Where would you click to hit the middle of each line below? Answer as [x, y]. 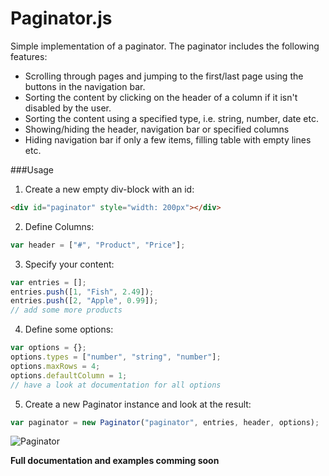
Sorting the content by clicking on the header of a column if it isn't [161, 97]
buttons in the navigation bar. [85, 86]
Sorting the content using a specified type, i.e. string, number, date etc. [171, 118]
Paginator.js [61, 18]
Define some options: [69, 329]
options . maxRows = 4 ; [55, 366]
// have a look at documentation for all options [116, 385]
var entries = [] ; [48, 282]
